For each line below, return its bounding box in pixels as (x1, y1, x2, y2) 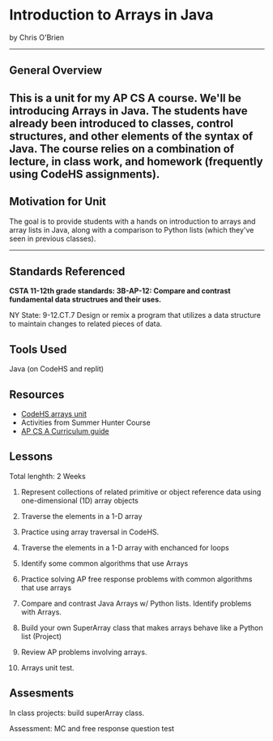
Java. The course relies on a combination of (9, 142, 235, 156)
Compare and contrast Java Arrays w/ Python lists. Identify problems (20, 598, 252, 608)
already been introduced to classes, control (9, 116, 234, 131)
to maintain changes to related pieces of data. (9, 319, 163, 329)
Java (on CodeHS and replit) (9, 364, 105, 374)
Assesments (9, 687, 75, 700)
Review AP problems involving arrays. (20, 647, 147, 657)
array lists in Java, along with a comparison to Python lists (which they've (9, 225, 254, 234)
